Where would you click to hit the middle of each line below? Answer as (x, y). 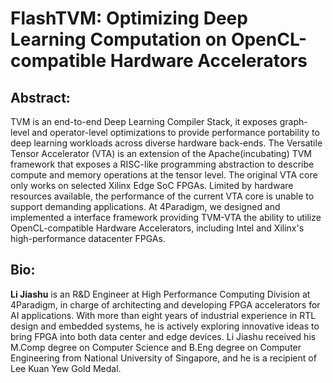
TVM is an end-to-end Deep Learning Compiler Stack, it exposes (144, 121)
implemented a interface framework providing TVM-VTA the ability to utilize (166, 217)
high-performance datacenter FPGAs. (88, 238)
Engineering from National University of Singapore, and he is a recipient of (163, 358)
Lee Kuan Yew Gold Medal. (66, 368)
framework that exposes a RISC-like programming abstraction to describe (162, 164)
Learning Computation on (119, 39)
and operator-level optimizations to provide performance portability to (175, 132)
